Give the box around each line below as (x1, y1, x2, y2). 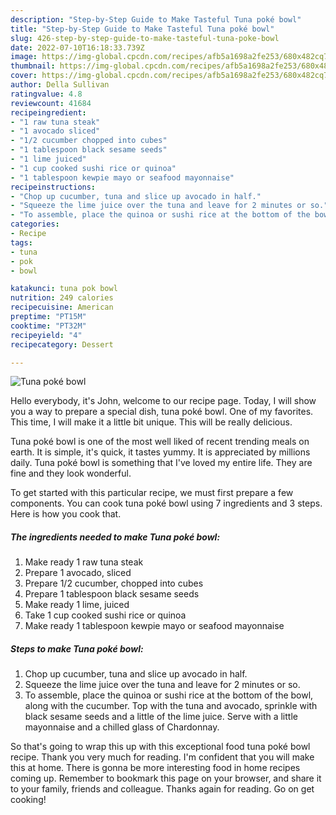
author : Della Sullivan (10, 80, 110, 90)
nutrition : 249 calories (10, 293, 114, 303)
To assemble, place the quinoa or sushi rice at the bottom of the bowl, (24, 689, 314, 701)
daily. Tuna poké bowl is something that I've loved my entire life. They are (10, 457, 313, 469)
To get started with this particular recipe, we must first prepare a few (10, 487, 294, 499)
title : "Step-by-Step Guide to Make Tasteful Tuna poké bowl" (10, 24, 275, 34)
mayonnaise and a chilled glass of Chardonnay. (24, 721, 220, 733)
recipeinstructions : (10, 182, 97, 192)
